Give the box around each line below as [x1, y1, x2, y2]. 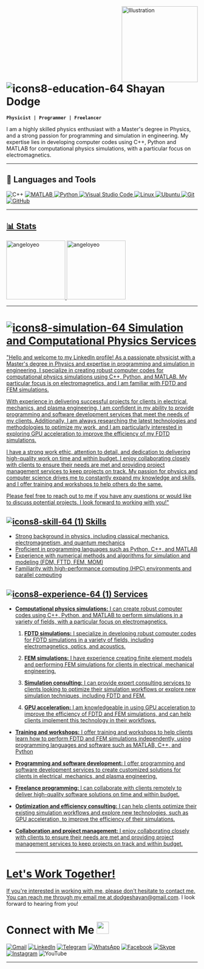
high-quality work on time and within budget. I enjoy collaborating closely [6, 455, 190, 462]
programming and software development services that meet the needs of [6, 411, 189, 418]
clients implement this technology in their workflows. [24, 716, 157, 724]
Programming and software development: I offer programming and [15, 759, 185, 767]
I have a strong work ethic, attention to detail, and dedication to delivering [6, 448, 191, 456]
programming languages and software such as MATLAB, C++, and [15, 741, 182, 748]
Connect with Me [6, 923, 95, 937]
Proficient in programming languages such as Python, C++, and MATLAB [15, 546, 198, 553]
